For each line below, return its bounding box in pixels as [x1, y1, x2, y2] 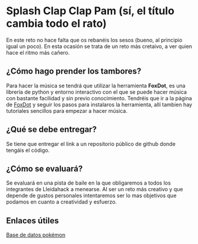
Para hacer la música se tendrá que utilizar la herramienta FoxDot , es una [6, 82, 186, 89]
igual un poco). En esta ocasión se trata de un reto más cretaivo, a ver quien [6, 43, 193, 50]
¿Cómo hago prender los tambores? [6, 66, 142, 77]
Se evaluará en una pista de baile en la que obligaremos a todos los [6, 179, 171, 186]
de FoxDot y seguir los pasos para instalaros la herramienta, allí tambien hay [6, 101, 193, 108]
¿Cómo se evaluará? [6, 163, 83, 173]
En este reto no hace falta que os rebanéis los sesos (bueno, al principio [6, 36, 183, 43]
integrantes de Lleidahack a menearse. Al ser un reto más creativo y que [6, 186, 183, 193]
